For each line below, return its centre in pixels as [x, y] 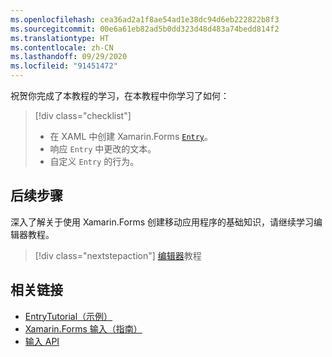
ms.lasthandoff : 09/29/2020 [69, 57]
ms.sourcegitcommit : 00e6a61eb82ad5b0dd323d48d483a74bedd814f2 [145, 29]
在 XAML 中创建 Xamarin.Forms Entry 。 [131, 136]
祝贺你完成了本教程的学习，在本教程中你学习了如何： [120, 95]
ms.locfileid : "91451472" [64, 66]
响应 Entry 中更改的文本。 [103, 149]
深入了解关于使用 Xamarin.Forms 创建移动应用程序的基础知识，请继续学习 [162, 222]
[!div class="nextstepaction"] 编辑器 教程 [118, 255]
